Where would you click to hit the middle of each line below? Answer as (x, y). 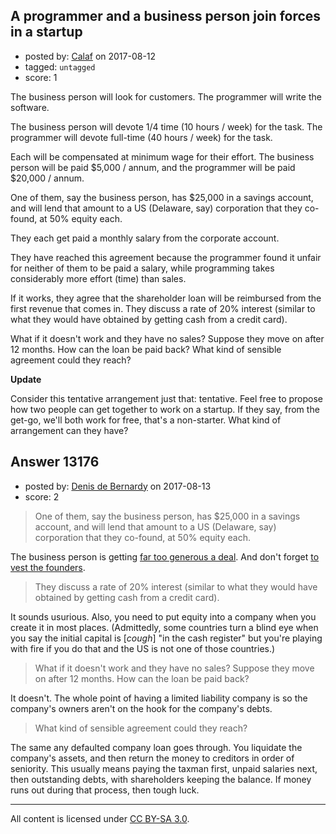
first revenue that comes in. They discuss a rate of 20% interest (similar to (163, 308)
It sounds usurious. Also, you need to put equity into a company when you (163, 616)
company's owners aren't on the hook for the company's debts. (141, 708)
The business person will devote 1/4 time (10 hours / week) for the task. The (166, 126)
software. (30, 107)
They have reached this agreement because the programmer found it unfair (166, 257)
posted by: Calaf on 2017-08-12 (90, 56)
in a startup (46, 32)
